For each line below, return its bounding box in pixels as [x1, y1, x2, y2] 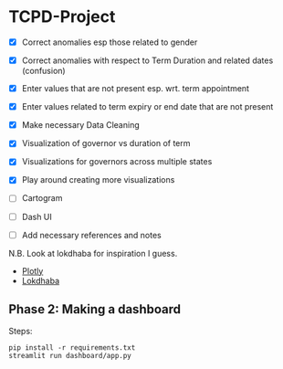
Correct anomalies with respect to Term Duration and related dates [21, 55, 274, 66]
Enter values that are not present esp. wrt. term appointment [21, 83, 250, 94]
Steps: [8, 326, 33, 337]
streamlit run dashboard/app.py [8, 352, 131, 361]
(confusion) [21, 66, 66, 77]
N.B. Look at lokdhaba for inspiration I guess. [8, 248, 178, 258]
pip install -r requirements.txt [8, 343, 136, 353]
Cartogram [21, 193, 63, 204]
